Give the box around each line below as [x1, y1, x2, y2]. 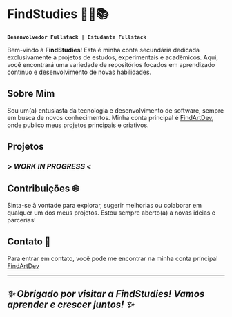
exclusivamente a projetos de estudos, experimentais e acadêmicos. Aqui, [7, 53, 219, 61]
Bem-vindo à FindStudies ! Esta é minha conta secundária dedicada [7, 46, 200, 54]
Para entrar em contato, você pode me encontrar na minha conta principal [7, 254, 218, 262]
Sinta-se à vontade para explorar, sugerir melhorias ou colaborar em [7, 201, 202, 209]
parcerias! [7, 215, 36, 224]
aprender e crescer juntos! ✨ [7, 299, 134, 311]
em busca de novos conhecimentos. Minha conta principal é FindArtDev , [7, 113, 214, 122]
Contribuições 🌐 [7, 183, 79, 195]
